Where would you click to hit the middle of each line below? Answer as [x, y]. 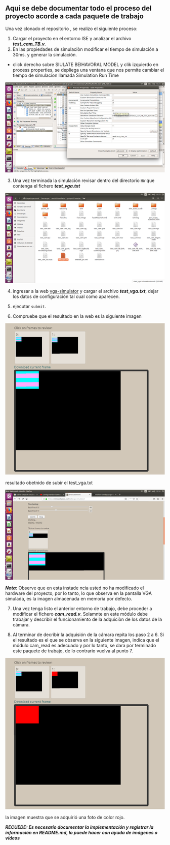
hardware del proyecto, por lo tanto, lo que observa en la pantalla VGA [78, 593]
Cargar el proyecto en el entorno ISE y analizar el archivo [72, 38]
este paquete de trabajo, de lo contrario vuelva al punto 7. [73, 651]
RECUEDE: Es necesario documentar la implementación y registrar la [79, 827]
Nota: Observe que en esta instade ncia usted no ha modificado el [75, 588]
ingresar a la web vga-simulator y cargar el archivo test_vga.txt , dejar [86, 291]
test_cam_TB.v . [29, 44]
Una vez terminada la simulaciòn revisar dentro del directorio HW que [83, 180]
